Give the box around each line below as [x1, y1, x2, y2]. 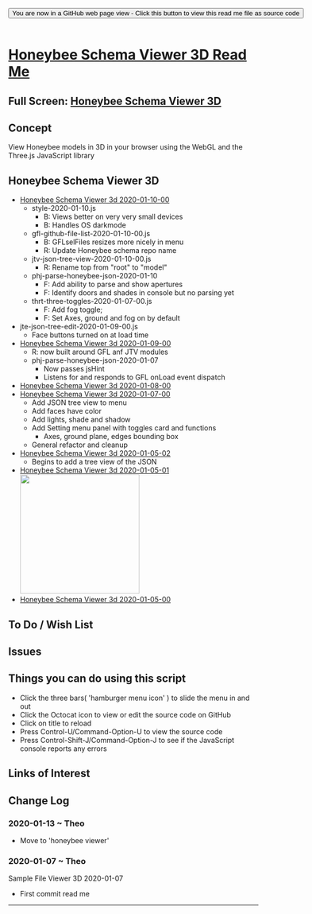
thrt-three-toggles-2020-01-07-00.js [31, 297, 152, 306]
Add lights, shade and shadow [31, 414, 131, 425]
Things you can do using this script [8, 672, 187, 686]
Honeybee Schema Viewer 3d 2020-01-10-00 [19, 195, 170, 204]
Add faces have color [31, 406, 102, 416]
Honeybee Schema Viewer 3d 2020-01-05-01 [19, 465, 169, 475]
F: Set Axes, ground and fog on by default [43, 313, 180, 323]
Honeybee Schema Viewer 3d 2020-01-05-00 [19, 595, 171, 605]
